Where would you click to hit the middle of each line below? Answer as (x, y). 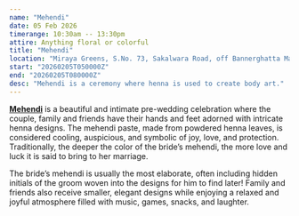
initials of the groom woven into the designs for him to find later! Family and (147, 182)
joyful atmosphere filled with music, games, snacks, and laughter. (129, 202)
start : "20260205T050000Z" (59, 68)
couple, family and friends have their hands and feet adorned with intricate (146, 118)
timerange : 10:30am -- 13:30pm (67, 34)
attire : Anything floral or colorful (79, 42)
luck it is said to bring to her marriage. (79, 156)
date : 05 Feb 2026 (43, 26)
